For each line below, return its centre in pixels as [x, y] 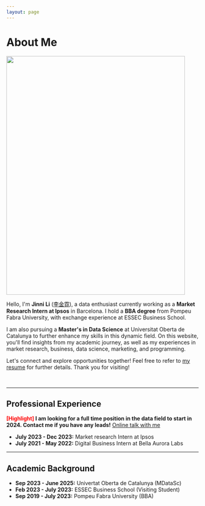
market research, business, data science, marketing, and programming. [96, 349]
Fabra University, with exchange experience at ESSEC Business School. [96, 317]
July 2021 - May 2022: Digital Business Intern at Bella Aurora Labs [99, 444]
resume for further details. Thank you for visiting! [68, 367]
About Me [32, 42]
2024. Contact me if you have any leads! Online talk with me [83, 425]
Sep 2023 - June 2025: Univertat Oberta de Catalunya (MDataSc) [98, 483]
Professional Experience [54, 404]
